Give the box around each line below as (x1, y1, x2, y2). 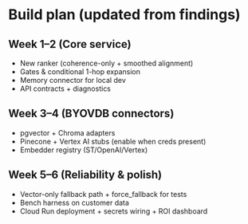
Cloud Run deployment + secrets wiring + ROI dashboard (19, 206, 208, 216)
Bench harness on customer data (19, 198, 130, 207)
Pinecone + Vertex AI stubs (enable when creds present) (19, 136, 207, 146)
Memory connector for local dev (19, 76, 126, 84)
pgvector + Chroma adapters (19, 128, 116, 137)
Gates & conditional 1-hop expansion (19, 67, 141, 77)
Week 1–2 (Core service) (8, 37, 132, 51)
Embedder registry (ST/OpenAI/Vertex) (19, 145, 148, 155)
